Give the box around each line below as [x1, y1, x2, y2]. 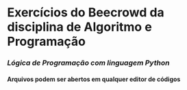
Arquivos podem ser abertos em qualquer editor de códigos [7, 75, 181, 83]
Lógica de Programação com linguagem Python [7, 58, 170, 67]
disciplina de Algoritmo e [7, 19, 152, 35]
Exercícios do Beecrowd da [7, 5, 164, 20]
